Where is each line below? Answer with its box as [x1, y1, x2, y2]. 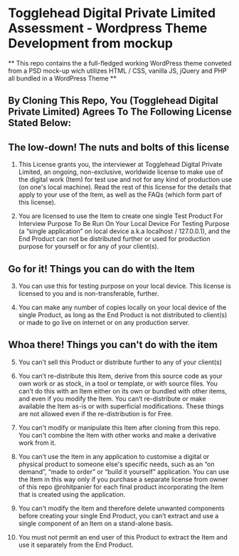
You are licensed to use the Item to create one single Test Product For [18, 212, 223, 220]
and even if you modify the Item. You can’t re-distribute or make [18, 394, 206, 403]
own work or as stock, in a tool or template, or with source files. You [18, 379, 218, 388]
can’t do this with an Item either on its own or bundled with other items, [18, 386, 227, 395]
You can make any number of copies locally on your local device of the [18, 303, 227, 312]
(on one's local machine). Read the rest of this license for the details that [18, 183, 232, 192]
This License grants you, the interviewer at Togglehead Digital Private [18, 160, 223, 169]
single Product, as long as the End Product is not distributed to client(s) [18, 310, 228, 319]
